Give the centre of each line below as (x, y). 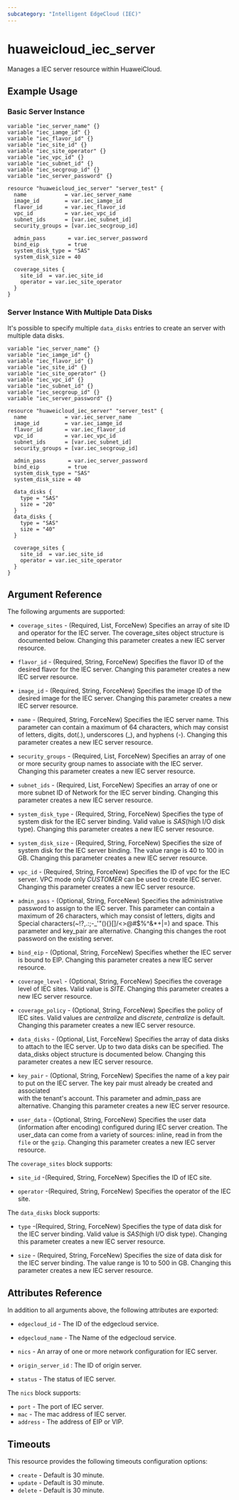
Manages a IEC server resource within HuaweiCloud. (85, 69)
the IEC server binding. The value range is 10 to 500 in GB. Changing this (124, 1263)
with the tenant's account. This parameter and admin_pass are (109, 1098)
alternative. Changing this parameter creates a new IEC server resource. (123, 1106)
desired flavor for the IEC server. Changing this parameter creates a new (124, 669)
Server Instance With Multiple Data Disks (80, 313)
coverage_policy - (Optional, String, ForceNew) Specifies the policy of (120, 1010)
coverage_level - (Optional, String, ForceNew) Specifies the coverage (119, 981)
